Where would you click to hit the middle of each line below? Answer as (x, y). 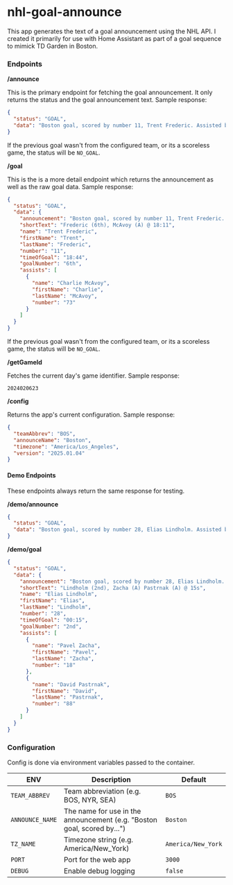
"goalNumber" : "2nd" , (51, 626)
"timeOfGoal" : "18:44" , (54, 257)
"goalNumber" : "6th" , (51, 264)
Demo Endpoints (32, 475)
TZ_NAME (23, 844)
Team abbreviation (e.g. (102, 791)
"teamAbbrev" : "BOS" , (45, 434)
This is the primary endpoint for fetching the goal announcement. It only (110, 93)
